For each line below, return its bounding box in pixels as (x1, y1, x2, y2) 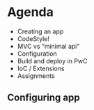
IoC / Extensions (17, 64, 65, 72)
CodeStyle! (17, 34, 50, 42)
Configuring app (7, 92, 80, 104)
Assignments (17, 71, 56, 80)
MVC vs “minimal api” (17, 42, 80, 50)
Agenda (7, 4, 54, 20)
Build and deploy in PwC (17, 56, 88, 65)
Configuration (17, 49, 57, 58)
